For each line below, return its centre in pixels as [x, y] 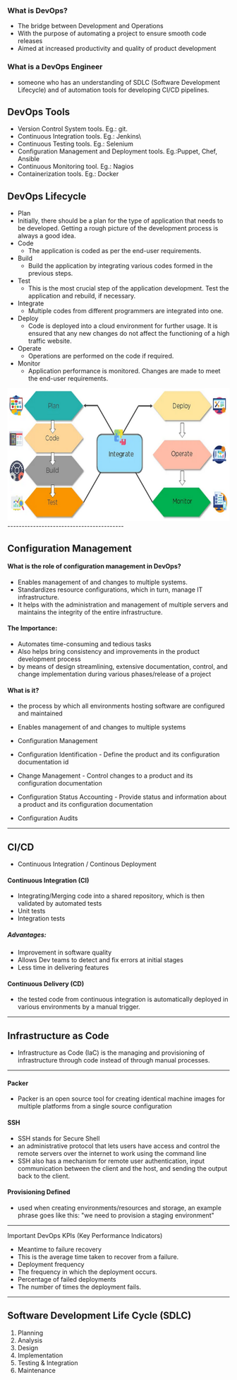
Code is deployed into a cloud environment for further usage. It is [123, 326]
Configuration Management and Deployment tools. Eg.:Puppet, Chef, [117, 151]
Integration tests [41, 918]
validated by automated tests [60, 904]
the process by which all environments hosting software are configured [121, 706]
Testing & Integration [48, 1362]
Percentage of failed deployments [67, 1279]
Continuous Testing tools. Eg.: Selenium [75, 144]
